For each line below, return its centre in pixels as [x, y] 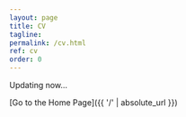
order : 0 [26, 59]
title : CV [28, 26]
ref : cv [24, 51]
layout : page [34, 18]
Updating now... [39, 85]
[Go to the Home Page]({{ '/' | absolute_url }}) [93, 103]
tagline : [26, 34]
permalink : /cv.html [48, 43]
